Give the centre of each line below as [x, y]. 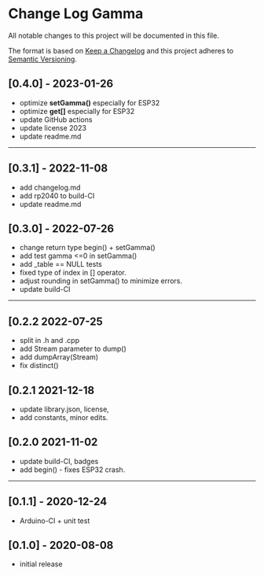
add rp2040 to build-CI [57, 195]
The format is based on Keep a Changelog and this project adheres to [121, 50]
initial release [41, 564]
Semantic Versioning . [42, 59]
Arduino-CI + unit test [55, 521]
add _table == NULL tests [60, 264]
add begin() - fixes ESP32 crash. [72, 470]
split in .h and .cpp [49, 341]
